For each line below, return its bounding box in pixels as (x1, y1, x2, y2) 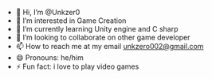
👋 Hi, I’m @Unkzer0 (15, 8, 80, 17)
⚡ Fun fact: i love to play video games (15, 62, 139, 71)
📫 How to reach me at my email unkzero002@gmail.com (15, 42, 204, 51)
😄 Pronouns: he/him (15, 53, 84, 62)
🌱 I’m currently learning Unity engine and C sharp (15, 24, 179, 33)
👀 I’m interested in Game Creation (15, 16, 127, 25)
